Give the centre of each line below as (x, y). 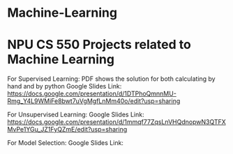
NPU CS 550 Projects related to (99, 45)
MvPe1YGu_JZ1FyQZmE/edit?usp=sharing (67, 130)
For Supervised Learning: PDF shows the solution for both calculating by (111, 79)
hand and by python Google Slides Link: (65, 86)
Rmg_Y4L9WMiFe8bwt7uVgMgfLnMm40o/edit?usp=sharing (94, 101)
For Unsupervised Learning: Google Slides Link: (76, 115)
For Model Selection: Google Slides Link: (66, 143)
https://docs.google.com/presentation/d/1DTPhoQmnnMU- (92, 94)
